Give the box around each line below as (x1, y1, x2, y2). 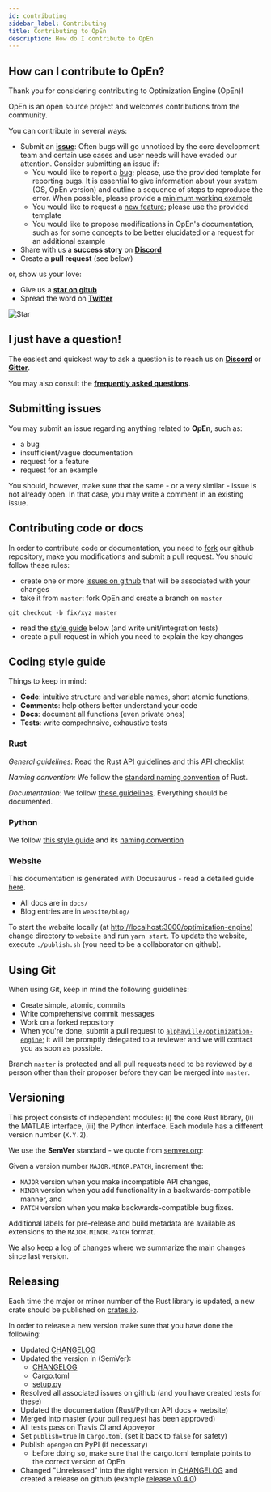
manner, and (19, 1194, 62, 1204)
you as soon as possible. (19, 1043, 104, 1053)
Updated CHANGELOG (19, 1345, 96, 1354)
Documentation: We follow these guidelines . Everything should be (8, 787, 228, 798)
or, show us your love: (8, 269, 83, 279)
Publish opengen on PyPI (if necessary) (19, 1439, 148, 1449)
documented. (8, 796, 53, 806)
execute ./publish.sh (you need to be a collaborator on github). (8, 940, 222, 949)
